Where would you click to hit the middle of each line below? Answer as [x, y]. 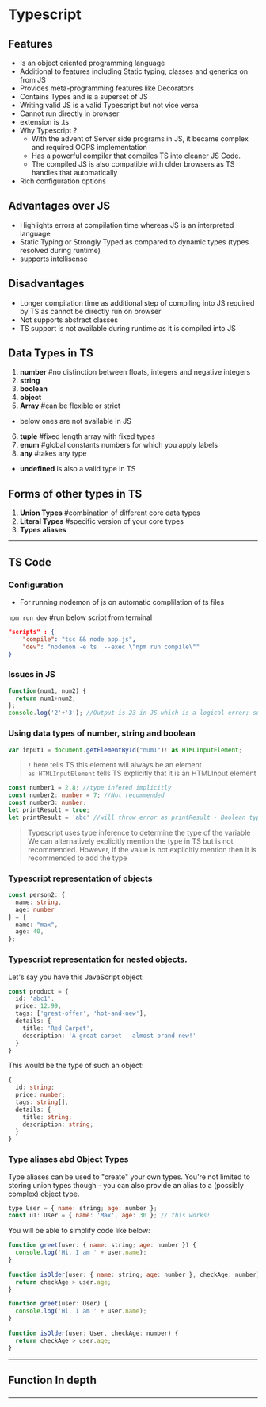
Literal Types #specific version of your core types [102, 521]
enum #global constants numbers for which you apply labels [119, 445]
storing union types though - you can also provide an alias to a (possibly [126, 1185]
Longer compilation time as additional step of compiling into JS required [137, 302]
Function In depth [53, 1380]
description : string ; [58, 1124]
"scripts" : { [32, 632]
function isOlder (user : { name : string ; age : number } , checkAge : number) [134, 1274]
